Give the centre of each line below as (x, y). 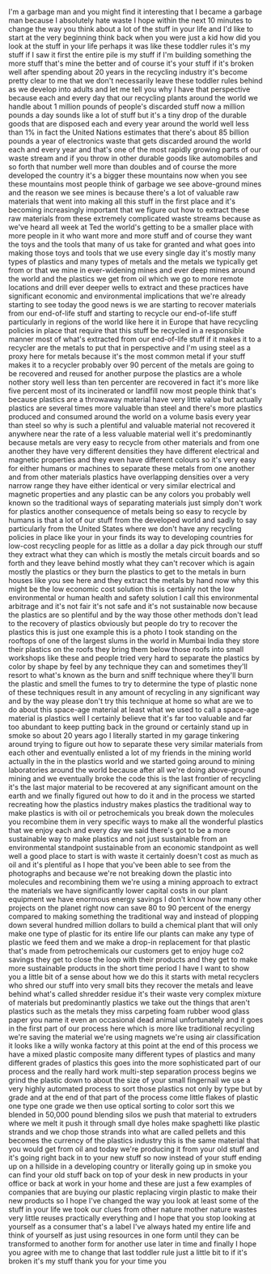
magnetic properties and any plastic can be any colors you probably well (129, 494)
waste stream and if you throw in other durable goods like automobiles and (133, 158)
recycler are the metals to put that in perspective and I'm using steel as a (129, 347)
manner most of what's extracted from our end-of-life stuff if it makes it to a (135, 339)
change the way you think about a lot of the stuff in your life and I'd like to (131, 29)
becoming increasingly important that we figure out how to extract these (129, 210)
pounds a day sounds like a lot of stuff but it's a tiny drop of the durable (127, 115)
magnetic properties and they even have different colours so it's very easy (132, 460)
